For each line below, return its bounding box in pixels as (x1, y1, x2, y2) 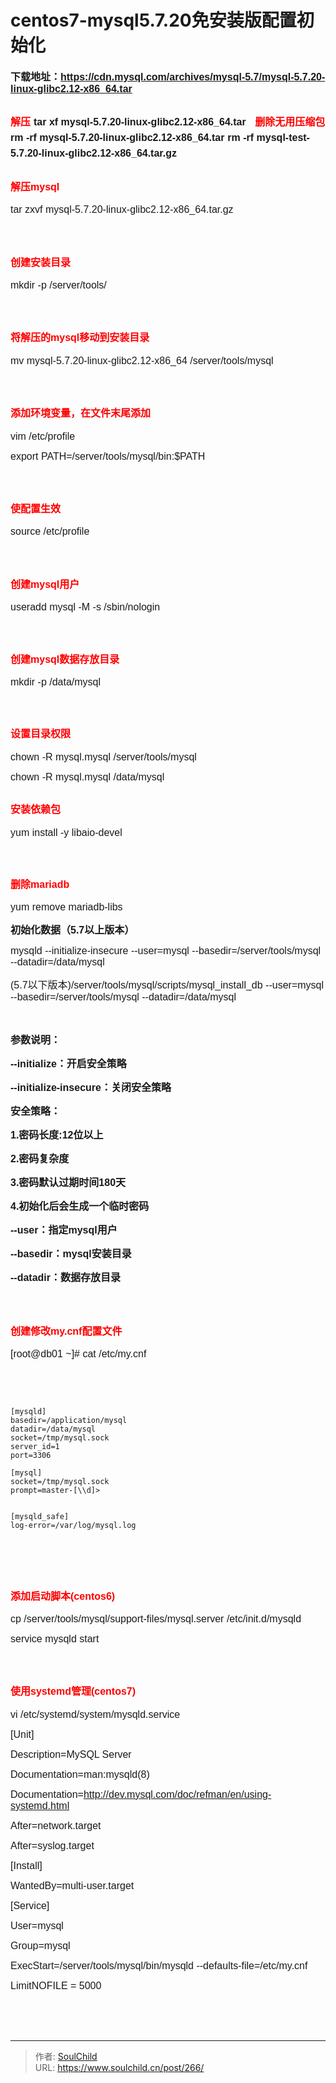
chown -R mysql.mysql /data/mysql (10, 771, 165, 783)
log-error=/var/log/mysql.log (10, 1521, 137, 1531)
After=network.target (10, 1819, 102, 1831)
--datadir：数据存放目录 (10, 1272, 122, 1284)
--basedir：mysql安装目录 (10, 1248, 132, 1260)
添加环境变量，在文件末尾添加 (10, 407, 152, 420)
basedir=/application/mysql (10, 1416, 128, 1426)
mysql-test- (256, 132, 310, 144)
